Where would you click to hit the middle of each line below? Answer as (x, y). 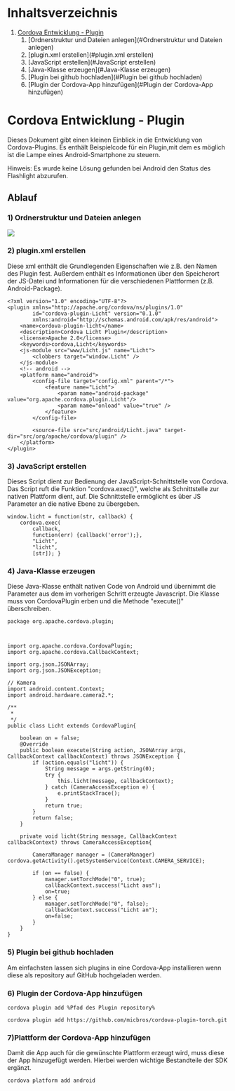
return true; (63, 806)
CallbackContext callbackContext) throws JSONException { (94, 757)
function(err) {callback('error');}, (87, 535)
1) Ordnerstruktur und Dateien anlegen (74, 217)
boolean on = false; (50, 738)
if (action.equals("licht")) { (78, 763)
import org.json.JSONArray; (48, 664)
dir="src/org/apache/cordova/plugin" (62, 436)
